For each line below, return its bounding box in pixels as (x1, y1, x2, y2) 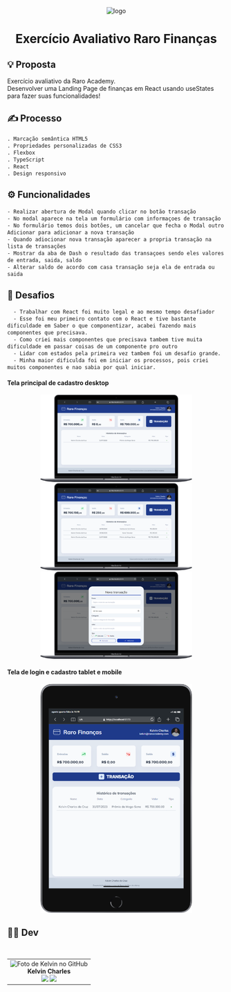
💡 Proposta (7, 58, 57, 70)
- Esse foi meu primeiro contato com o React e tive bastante (13, 316, 196, 323)
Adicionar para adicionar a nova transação (7, 229, 135, 236)
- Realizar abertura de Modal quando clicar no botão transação (7, 208, 196, 215)
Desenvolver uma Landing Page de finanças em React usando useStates (7, 85, 214, 92)
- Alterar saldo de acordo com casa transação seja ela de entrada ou (7, 264, 215, 271)
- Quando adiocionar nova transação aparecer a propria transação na (7, 236, 212, 243)
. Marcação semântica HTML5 (7, 135, 89, 142)
